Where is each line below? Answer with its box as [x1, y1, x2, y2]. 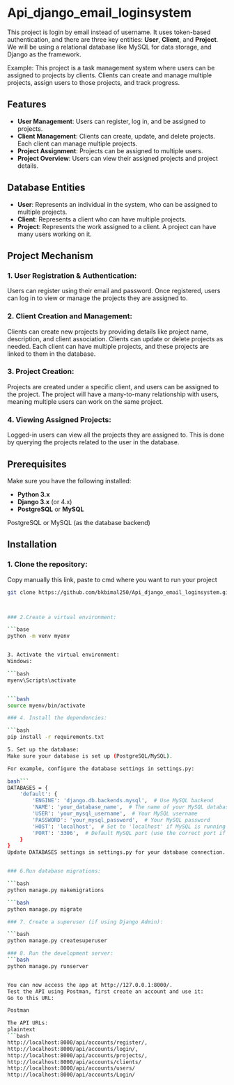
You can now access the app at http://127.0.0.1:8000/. [7, 981, 173, 988]
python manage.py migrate [7, 905, 82, 913]
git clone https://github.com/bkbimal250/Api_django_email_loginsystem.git [7, 588, 232, 596]
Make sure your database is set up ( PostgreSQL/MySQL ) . [7, 752, 173, 760]
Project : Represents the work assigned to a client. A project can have [17, 222, 217, 231]
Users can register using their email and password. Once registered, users [7, 287, 221, 295]
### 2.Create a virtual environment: [7, 614, 117, 620]
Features [7, 99, 47, 111]
